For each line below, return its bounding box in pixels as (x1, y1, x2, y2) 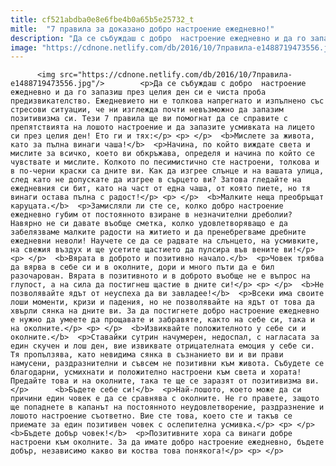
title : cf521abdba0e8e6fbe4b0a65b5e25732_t (10, 14, 195, 25)
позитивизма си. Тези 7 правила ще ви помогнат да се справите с (10, 114, 288, 124)
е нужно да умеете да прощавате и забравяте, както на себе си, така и (10, 315, 315, 325)
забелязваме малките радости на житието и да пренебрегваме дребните (10, 227, 307, 238)
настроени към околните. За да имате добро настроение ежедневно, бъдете (10, 437, 325, 448)
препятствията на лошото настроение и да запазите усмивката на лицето (10, 122, 315, 133)
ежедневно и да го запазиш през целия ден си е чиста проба (10, 87, 267, 98)
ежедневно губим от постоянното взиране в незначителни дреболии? (10, 210, 293, 220)
